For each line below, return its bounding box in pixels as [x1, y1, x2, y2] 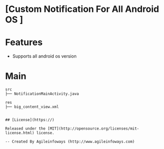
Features [5, 37, 43, 48]
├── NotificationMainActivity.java [5, 91, 79, 96]
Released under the [5, 126, 46, 131]
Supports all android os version [12, 53, 77, 59]
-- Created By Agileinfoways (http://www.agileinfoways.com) [5, 139, 135, 145]
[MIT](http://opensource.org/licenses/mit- [47, 126, 140, 131]
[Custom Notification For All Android [5, 3, 160, 15]
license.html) [5, 131, 35, 136]
